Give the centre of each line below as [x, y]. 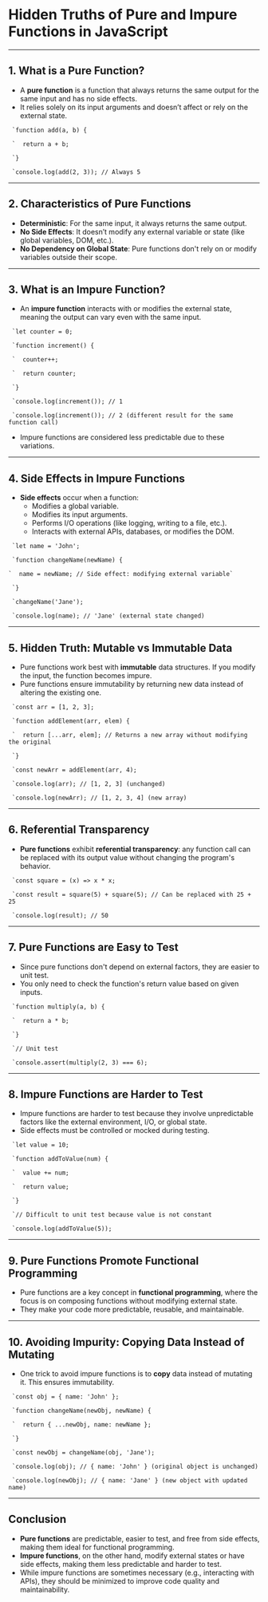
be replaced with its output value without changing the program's [127, 857]
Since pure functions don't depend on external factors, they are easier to [140, 966]
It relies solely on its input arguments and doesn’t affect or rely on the [134, 107]
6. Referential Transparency [79, 830]
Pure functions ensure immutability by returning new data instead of [132, 684]
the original [30, 742]
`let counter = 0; [42, 332]
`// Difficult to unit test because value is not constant [112, 1215]
